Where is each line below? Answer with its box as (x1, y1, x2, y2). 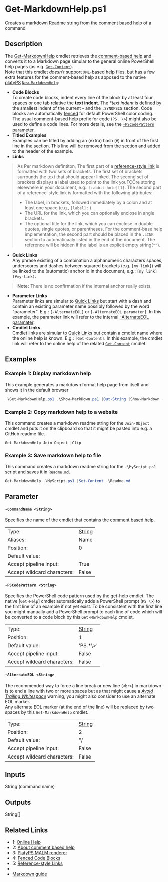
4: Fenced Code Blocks (12, 855, 61, 861)
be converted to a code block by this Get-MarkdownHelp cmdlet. (5, 614, 134, 620)
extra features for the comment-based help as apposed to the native (5, 74, 146, 80)
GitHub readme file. (5, 430, 45, 437)
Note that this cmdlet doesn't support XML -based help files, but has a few (5, 69, 155, 75)
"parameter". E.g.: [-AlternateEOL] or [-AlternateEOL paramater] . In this (12, 308, 162, 314)
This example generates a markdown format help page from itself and (5, 382, 149, 388)
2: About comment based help (12, 844, 75, 851)
